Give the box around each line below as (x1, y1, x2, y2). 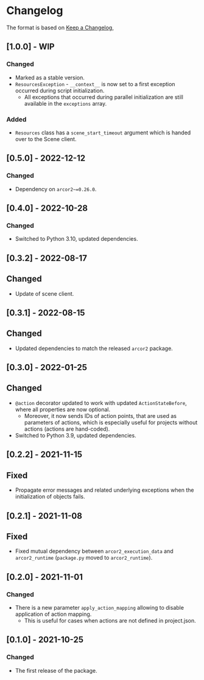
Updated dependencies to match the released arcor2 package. (15, 345, 174, 352)
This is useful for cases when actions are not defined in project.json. (24, 617, 196, 624)
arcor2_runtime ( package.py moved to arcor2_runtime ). (15, 554, 153, 561)
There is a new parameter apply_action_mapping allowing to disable (15, 604, 185, 611)
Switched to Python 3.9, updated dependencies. (15, 431, 136, 439)
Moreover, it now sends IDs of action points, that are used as (24, 412, 177, 419)
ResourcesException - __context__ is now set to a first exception (15, 80, 175, 87)
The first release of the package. (15, 667, 97, 674)
